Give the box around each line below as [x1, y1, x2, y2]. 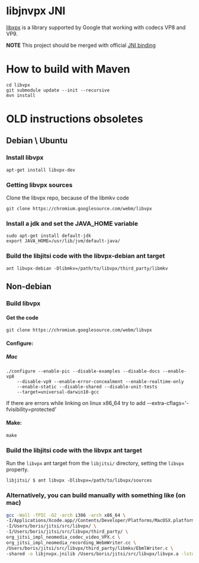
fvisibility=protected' [6, 406, 57, 413]
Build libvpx [6, 299, 41, 307]
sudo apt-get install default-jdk [6, 233, 92, 239]
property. [6, 466, 29, 473]
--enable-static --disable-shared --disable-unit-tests [17, 384, 158, 390]
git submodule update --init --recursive [6, 87, 110, 93]
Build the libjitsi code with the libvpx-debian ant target [6, 252, 165, 260]
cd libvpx [6, 82, 31, 88]
